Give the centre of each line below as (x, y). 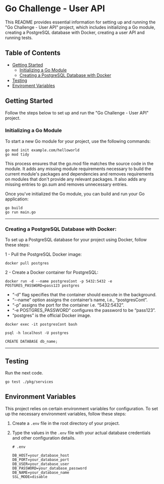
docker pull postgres (27, 264)
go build (14, 208)
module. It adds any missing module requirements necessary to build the (78, 169)
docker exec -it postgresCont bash (41, 325)
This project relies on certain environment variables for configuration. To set (82, 408)
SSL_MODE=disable (30, 477)
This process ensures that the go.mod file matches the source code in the (79, 163)
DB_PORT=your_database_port (41, 460)
